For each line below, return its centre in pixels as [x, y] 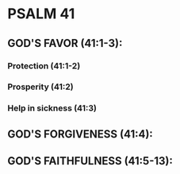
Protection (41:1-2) [44, 66]
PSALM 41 [41, 14]
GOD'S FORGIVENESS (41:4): [80, 134]
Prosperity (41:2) [40, 87]
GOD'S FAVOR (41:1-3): [65, 43]
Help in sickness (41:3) [52, 108]
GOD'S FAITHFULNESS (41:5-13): [90, 161]
